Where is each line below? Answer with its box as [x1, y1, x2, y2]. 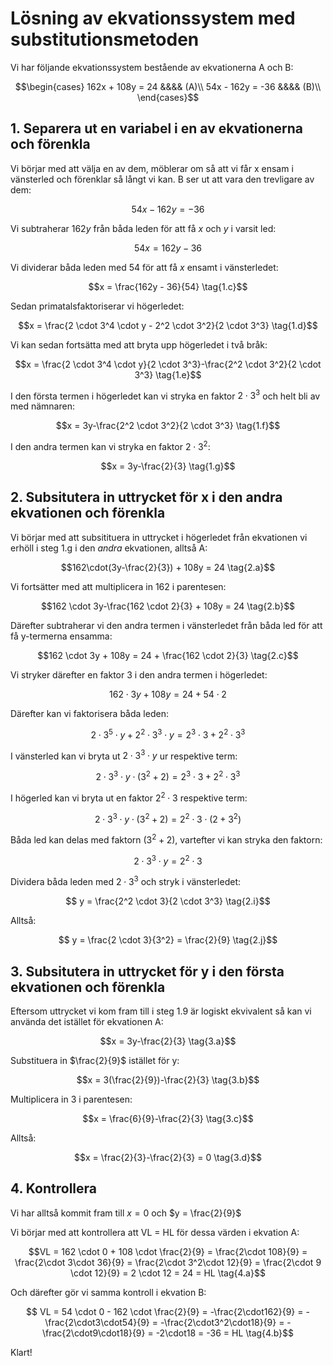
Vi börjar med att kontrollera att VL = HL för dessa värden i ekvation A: [10, 1226, 300, 1238]
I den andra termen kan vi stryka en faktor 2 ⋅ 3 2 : [10, 439, 211, 453]
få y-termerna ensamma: [10, 630, 113, 642]
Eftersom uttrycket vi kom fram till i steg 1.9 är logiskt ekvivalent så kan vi [10, 1005, 312, 1017]
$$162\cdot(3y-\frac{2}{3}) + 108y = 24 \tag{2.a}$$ [60, 561, 276, 573]
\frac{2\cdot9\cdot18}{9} [41, 1327, 146, 1339]
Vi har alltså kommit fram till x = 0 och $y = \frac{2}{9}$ [10, 1207, 242, 1219]
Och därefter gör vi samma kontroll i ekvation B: [10, 1286, 207, 1298]
